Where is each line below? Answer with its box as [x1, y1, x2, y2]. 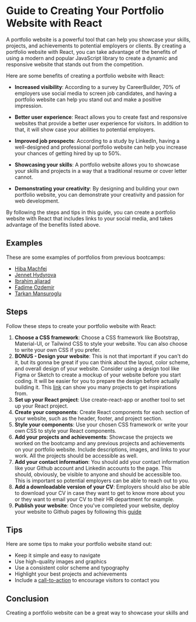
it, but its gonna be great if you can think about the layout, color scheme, [14, 358, 190, 365]
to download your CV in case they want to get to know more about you [14, 489, 185, 496]
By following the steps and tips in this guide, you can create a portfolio [6, 209, 176, 216]
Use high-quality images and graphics [14, 558, 107, 565]
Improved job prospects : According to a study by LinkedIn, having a [14, 137, 180, 144]
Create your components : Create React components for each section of [14, 408, 190, 415]
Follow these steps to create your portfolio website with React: [6, 322, 157, 329]
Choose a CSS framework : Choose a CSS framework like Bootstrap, [14, 334, 180, 341]
